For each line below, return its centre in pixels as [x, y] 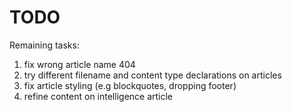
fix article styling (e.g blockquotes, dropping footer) [130, 85]
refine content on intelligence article [98, 96]
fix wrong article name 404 [79, 64]
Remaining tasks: [44, 45]
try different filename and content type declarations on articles [152, 75]
